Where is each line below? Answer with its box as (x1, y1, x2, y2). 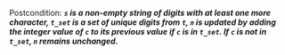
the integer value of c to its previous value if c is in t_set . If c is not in (9, 27, 267, 36)
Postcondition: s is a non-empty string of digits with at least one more (9, 8, 272, 18)
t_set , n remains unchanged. (9, 35, 118, 46)
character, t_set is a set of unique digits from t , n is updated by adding (9, 17, 276, 27)
